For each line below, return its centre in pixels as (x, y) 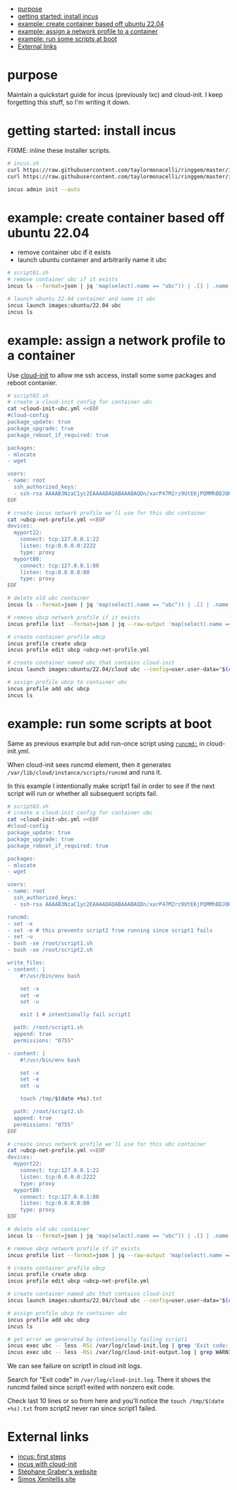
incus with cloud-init (47, 1465)
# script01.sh (28, 273)
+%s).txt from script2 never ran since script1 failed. (82, 1409)
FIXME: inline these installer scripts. (59, 150)
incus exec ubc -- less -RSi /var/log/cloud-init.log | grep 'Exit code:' (120, 1346)
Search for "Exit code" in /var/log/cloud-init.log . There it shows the (109, 1380)
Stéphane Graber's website (57, 1472)
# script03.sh (28, 806)
